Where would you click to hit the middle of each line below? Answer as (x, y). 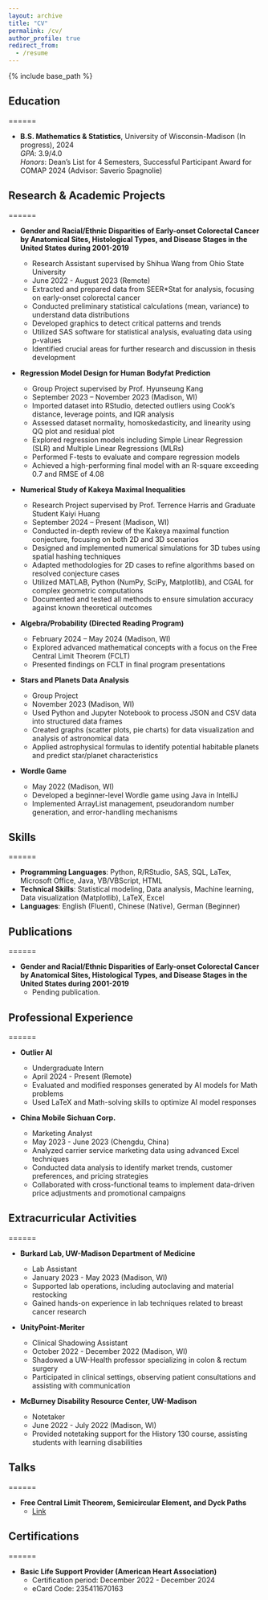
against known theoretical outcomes (92, 607)
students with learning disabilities (87, 1442)
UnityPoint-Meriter (52, 1327)
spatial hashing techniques (76, 556)
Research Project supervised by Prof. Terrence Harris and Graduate (144, 505)
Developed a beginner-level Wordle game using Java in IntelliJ (135, 795)
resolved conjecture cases (76, 573)
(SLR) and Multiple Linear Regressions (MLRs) (108, 448)
